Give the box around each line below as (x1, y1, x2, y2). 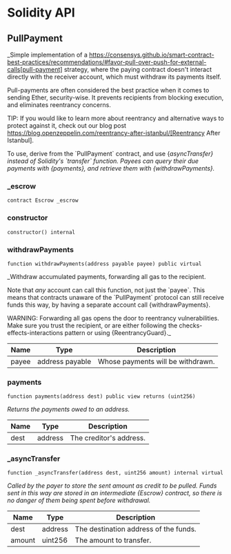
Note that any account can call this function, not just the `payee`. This (7, 285, 205, 294)
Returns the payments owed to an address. (7, 405, 130, 414)
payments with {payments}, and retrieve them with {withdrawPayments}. (7, 164, 215, 172)
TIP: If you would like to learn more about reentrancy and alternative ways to (7, 114, 224, 122)
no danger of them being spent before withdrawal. (7, 496, 151, 505)
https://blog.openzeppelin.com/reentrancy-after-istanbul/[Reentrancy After (7, 129, 221, 137)
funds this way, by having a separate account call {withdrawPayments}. (7, 300, 211, 309)
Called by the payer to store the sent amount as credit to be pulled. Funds (7, 481, 217, 490)
